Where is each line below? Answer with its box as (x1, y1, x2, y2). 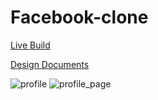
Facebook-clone (10, 6, 149, 29)
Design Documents (10, 58, 90, 70)
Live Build (10, 39, 51, 51)
